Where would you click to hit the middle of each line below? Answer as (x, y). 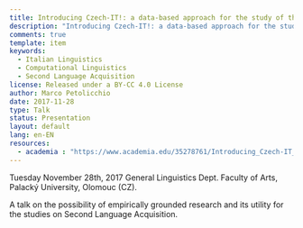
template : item (38, 43)
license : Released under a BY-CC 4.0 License (96, 85)
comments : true (38, 34)
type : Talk (30, 110)
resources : (30, 143)
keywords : (28, 51)
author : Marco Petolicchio (60, 93)
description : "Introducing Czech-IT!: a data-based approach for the (143, 26)
